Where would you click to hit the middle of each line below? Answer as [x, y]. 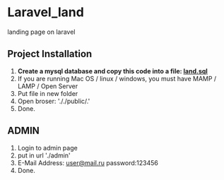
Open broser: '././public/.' [54, 101]
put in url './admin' [44, 155]
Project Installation [50, 54]
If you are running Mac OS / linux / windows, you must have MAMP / [117, 78]
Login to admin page [47, 148]
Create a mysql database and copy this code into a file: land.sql [113, 71]
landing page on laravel [41, 32]
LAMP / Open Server [48, 86]
